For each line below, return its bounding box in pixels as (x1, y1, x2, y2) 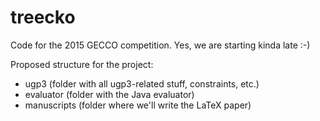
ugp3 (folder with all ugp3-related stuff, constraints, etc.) (24, 77, 260, 90)
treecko (10, 6, 76, 29)
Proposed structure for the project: (10, 58, 154, 70)
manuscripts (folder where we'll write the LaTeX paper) (24, 99, 252, 111)
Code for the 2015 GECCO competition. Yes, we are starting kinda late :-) (10, 39, 311, 51)
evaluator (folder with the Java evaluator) (24, 88, 195, 100)
